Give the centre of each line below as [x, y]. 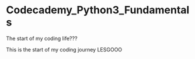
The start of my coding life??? [42, 38]
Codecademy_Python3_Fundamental [98, 10]
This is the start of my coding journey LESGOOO [64, 49]
